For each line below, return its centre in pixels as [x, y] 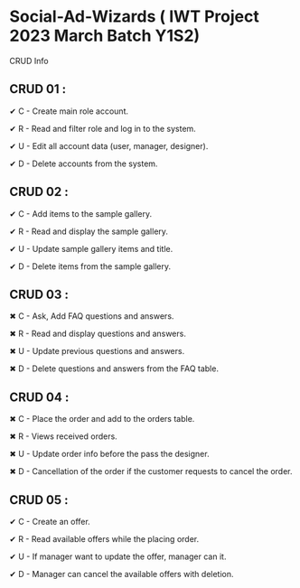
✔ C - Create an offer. [50, 522]
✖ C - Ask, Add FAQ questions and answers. [92, 316]
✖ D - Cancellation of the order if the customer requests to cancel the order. [151, 471]
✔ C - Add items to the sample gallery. [81, 213]
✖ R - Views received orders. [63, 436]
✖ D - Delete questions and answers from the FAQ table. [114, 369]
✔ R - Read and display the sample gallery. [89, 231]
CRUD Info [29, 61]
